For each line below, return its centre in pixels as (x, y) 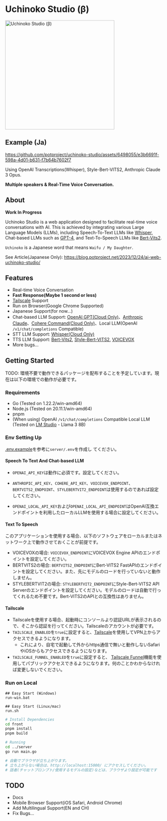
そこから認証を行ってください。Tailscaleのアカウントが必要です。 (89, 626)
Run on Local (21, 683)
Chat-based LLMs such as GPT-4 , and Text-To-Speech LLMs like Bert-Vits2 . (83, 237)
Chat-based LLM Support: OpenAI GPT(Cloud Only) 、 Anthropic (78, 317)
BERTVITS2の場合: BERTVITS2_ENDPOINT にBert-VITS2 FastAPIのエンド (83, 565)
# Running (15, 742)
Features (19, 278)
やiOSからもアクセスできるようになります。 (65, 651)
